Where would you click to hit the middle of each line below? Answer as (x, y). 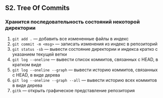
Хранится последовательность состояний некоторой (72, 22)
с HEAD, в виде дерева (36, 75)
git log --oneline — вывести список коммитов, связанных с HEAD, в (85, 59)
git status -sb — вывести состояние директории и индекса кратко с (85, 49)
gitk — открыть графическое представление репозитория (73, 90)
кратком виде (27, 64)
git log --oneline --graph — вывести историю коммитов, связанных (85, 70)
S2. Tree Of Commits (37, 8)
